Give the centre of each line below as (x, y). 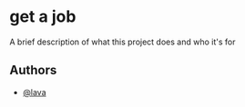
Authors (33, 70)
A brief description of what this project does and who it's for (122, 42)
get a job (43, 17)
